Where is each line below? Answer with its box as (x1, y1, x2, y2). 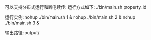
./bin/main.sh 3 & (5, 20, 40, 26)
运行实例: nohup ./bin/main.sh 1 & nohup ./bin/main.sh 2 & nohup (5, 14, 136, 20)
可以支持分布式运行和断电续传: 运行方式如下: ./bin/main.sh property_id (5, 4, 147, 10)
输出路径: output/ (5, 30, 40, 35)
